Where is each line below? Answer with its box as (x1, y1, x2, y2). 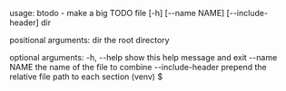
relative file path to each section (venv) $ (9, 71, 163, 82)
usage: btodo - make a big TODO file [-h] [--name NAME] (9, 8, 225, 18)
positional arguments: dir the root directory (9, 35, 170, 45)
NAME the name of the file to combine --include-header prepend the (9, 62, 268, 72)
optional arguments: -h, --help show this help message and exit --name (9, 52, 278, 62)
